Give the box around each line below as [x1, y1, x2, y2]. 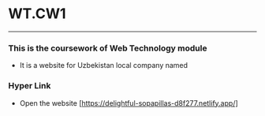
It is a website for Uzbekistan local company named [19, 61, 188, 70]
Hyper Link [8, 80, 51, 92]
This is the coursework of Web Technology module [8, 43, 207, 54]
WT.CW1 [8, 5, 66, 23]
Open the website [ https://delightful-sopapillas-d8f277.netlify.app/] [19, 98, 238, 107]
